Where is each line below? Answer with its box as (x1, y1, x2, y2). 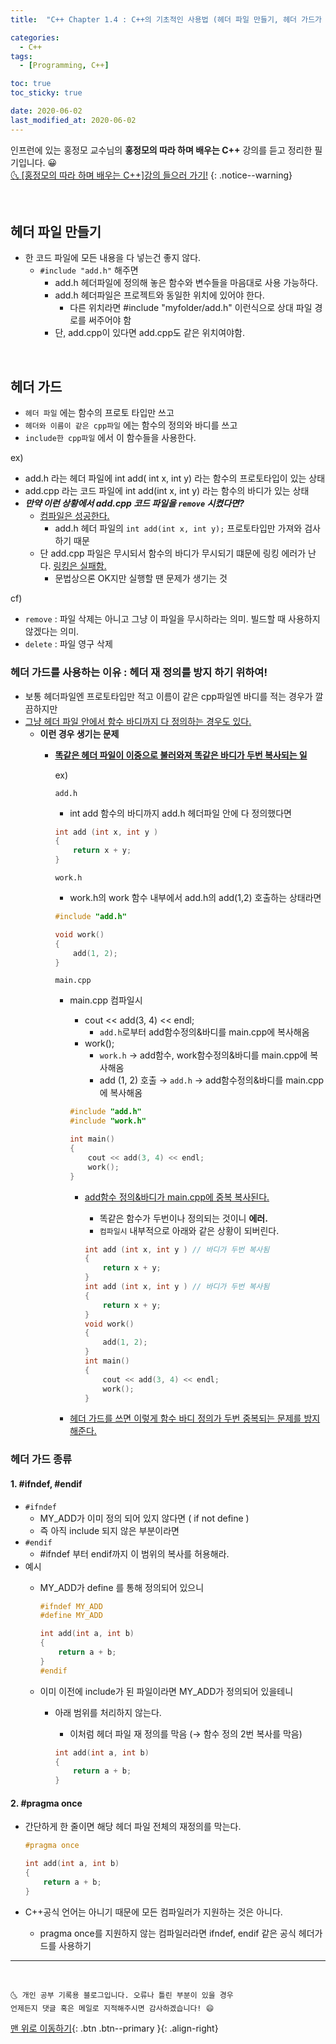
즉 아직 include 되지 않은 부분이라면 (39, 1524, 180, 1536)
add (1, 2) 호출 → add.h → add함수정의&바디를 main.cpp (99, 1074, 325, 1086)
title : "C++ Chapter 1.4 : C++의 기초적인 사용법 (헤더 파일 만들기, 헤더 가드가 (10, 14, 323, 25)
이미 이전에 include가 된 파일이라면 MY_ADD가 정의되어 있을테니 (39, 1685, 294, 1697)
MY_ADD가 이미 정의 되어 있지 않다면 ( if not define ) (39, 1512, 250, 1524)
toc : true (10, 79, 52, 89)
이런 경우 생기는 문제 (39, 727, 120, 740)
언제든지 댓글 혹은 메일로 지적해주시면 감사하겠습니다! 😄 (10, 2003, 215, 2013)
